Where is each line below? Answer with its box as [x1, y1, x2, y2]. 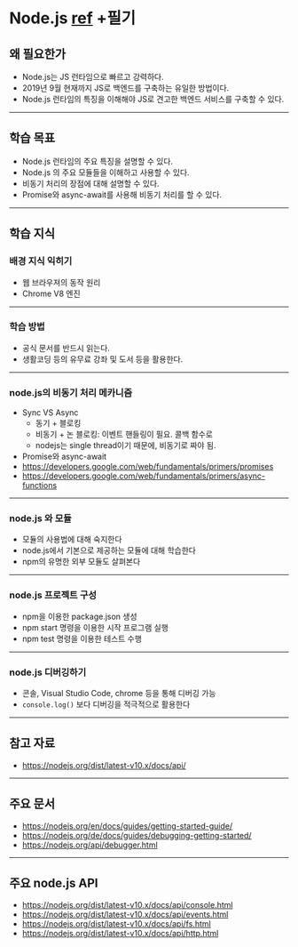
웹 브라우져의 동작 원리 [21, 277, 101, 287]
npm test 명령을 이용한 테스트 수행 [21, 633, 142, 644]
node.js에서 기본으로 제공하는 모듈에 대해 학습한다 [21, 545, 197, 556]
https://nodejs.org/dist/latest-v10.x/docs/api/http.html [21, 928, 219, 939]
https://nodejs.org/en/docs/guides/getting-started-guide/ [21, 820, 233, 831]
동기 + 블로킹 [35, 418, 82, 429]
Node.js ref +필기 [9, 8, 136, 28]
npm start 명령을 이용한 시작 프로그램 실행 [21, 622, 169, 632]
